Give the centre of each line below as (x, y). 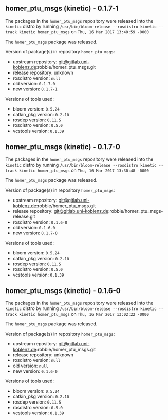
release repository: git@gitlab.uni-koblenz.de (61, 211)
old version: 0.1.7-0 (34, 83)
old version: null (31, 366)
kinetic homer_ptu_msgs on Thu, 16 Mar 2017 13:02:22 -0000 (84, 314)
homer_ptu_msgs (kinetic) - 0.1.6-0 (63, 291)
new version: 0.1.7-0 (35, 233)
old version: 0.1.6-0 (34, 227)
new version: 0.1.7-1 (35, 89)
